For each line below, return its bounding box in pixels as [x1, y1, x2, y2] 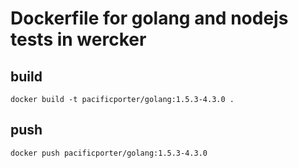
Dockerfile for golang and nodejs [10, 7, 289, 30]
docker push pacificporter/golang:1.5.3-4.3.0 [10, 148, 208, 158]
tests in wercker [10, 28, 147, 51]
